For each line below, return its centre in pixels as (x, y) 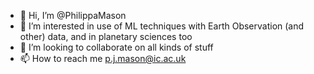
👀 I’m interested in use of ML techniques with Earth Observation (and (162, 26)
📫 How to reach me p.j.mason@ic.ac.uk (103, 58)
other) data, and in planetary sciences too (106, 36)
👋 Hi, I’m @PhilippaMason (73, 15)
